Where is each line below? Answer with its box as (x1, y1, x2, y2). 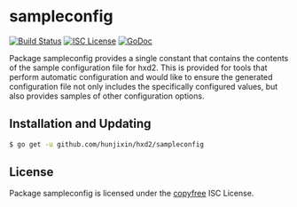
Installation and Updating (9, 116, 152, 131)
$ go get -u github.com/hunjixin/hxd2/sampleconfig (9, 139, 204, 148)
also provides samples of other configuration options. (9, 91, 205, 101)
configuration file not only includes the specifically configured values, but (9, 81, 278, 92)
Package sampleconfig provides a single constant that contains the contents (9, 52, 289, 63)
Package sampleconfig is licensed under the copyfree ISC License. (9, 188, 254, 199)
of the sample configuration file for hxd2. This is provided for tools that (9, 62, 268, 73)
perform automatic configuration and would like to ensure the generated (9, 71, 273, 82)
